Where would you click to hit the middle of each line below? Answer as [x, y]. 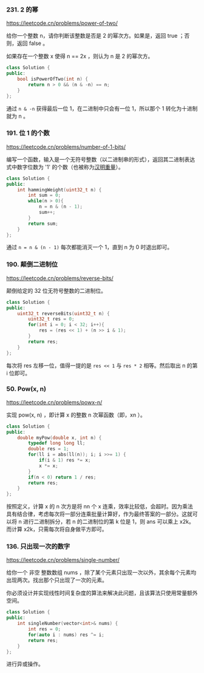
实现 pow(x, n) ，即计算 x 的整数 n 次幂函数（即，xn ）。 [76, 415]
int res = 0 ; [45, 629]
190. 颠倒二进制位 [32, 264]
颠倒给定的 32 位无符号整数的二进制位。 [56, 290]
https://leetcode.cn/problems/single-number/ [63, 560]
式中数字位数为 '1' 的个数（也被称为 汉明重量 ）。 [65, 167]
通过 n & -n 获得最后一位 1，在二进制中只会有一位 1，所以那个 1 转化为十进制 [102, 108]
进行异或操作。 [25, 664]
